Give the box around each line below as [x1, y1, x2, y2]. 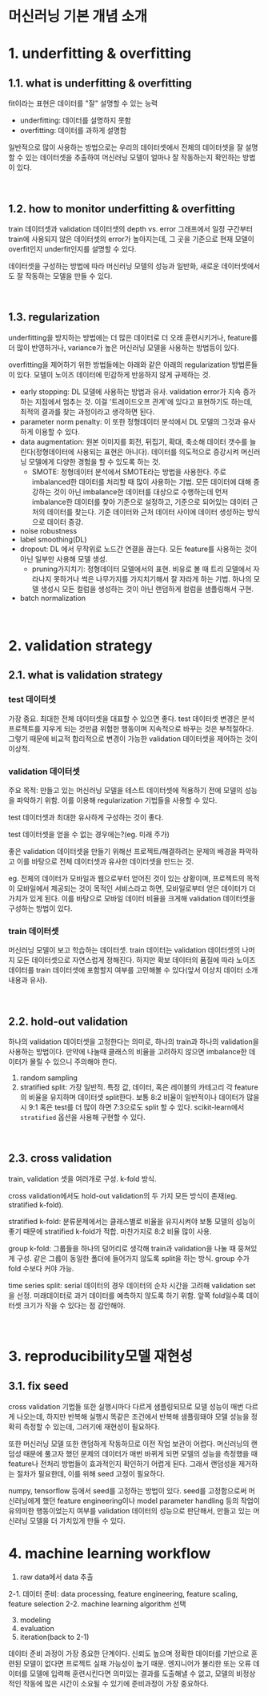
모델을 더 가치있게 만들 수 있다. [29, 1516, 126, 1525]
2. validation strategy [8, 637, 154, 655]
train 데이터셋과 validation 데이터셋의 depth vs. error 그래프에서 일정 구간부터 [8, 224, 254, 233]
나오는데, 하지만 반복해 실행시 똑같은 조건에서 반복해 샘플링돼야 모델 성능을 [16, 1412, 250, 1421]
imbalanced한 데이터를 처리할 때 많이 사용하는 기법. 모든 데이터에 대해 [31, 477, 252, 486]
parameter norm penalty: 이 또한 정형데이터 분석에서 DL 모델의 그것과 [19, 417, 242, 426]
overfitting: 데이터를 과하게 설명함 [19, 126, 126, 135]
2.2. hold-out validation [8, 1014, 128, 1028]
